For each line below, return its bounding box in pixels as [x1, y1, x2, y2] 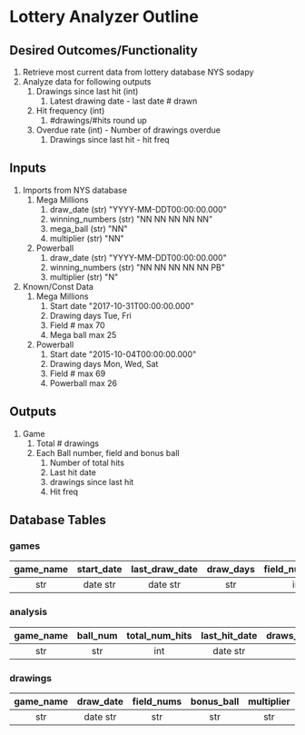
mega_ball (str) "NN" [49, 223, 128, 233]
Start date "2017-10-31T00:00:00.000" [49, 300, 194, 311]
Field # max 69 [49, 368, 106, 379]
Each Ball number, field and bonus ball [35, 447, 180, 458]
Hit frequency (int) [35, 105, 105, 115]
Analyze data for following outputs [22, 76, 152, 87]
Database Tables [9, 512, 107, 528]
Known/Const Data [22, 281, 93, 292]
